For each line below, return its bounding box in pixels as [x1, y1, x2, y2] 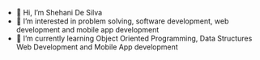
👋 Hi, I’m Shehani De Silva [15, 8, 103, 17]
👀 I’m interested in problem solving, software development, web [15, 16, 229, 26]
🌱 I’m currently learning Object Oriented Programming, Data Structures [15, 33, 253, 43]
